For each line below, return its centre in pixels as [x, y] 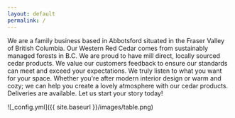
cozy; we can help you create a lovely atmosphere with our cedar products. [118, 85]
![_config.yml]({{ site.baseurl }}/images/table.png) [81, 107]
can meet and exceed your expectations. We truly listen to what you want [115, 71]
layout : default [31, 14]
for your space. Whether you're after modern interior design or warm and [114, 78]
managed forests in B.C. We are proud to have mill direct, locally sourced [114, 55]
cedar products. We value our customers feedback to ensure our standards [117, 63]
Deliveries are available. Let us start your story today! [85, 93]
